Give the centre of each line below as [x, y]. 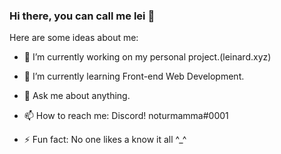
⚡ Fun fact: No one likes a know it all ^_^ [105, 140]
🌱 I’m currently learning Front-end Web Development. [134, 76]
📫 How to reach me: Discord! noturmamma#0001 [126, 116]
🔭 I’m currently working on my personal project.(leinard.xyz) [147, 57]
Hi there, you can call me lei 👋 [82, 16]
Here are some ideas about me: [74, 38]
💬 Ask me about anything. [77, 96]
